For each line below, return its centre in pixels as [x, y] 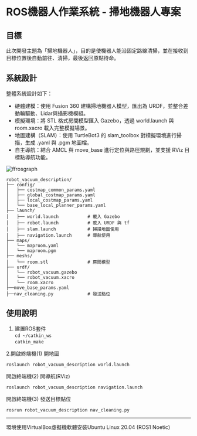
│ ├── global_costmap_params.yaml [51, 195]
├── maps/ [18, 240]
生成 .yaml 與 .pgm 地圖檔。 [59, 142]
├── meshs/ [19, 256]
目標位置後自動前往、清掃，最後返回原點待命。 [62, 58]
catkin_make [29, 342]
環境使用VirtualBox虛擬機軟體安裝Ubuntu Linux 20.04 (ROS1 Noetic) [88, 427]
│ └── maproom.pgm [31, 251]
